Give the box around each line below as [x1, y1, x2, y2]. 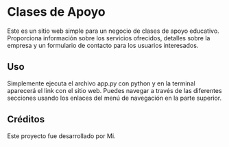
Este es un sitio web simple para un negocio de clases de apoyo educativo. [7, 27, 219, 35]
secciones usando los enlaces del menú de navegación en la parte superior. [7, 94, 222, 102]
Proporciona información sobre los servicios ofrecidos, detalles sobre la [7, 34, 210, 42]
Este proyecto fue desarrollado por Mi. [7, 131, 116, 140]
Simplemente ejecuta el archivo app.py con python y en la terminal [7, 79, 195, 88]
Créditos [7, 113, 45, 125]
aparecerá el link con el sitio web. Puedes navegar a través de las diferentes [7, 86, 222, 94]
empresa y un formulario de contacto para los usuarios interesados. [7, 41, 199, 49]
